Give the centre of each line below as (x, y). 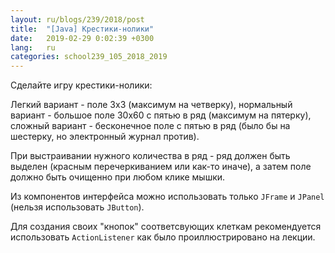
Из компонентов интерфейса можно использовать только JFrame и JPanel (167, 197)
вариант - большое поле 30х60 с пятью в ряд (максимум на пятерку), (161, 115)
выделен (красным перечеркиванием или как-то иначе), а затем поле (161, 167)
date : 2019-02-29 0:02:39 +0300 (82, 38)
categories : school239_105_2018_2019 (89, 57)
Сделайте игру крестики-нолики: (81, 85)
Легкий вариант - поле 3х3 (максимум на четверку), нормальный (151, 105)
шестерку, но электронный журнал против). (105, 137)
